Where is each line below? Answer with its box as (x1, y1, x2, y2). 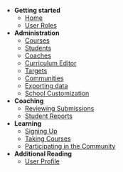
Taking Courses (24, 134, 71, 143)
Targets (24, 67, 48, 75)
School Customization (24, 89, 90, 97)
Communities (24, 74, 64, 82)
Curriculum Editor (24, 59, 77, 67)
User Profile (24, 157, 60, 166)
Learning (14, 119, 42, 127)
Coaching (14, 97, 44, 105)
